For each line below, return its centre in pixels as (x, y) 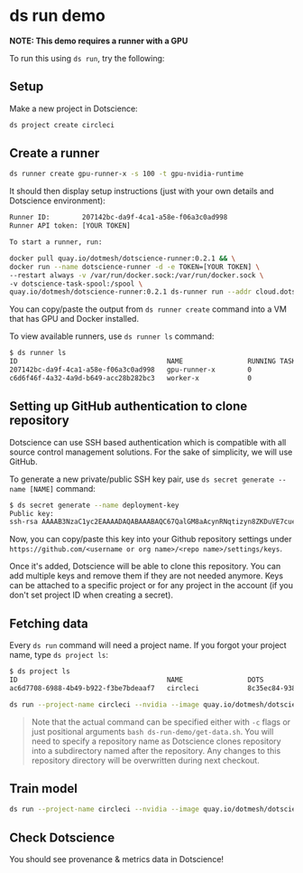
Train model (44, 789)
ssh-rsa (24, 522)
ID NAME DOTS (137, 680)
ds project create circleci (62, 125)
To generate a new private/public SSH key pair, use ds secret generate (142, 479)
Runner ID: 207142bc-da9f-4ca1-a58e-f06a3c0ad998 (119, 218)
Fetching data (49, 623)
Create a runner (55, 153)
